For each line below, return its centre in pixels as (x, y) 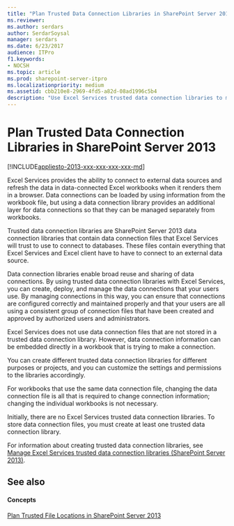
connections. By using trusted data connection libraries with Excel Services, (116, 281)
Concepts (22, 499)
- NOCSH (18, 66)
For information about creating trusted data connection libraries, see (105, 445)
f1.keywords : (26, 59)
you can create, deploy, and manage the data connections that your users (113, 288)
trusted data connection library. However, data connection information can (114, 339)
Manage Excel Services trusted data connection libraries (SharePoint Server (116, 452)
